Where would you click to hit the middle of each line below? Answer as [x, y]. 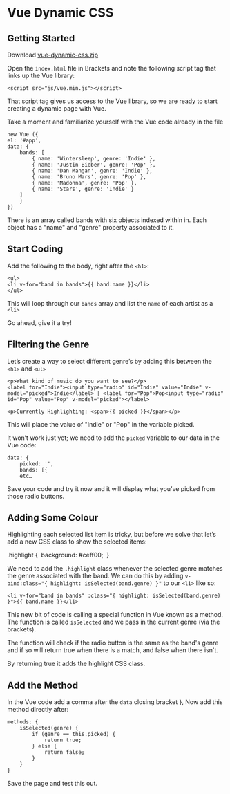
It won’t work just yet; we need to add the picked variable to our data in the [113, 438]
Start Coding [35, 249]
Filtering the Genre [48, 345]
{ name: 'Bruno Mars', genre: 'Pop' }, [89, 177]
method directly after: [38, 710]
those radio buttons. [36, 496]
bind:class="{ [28, 584]
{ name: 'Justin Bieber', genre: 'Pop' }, [94, 165]
